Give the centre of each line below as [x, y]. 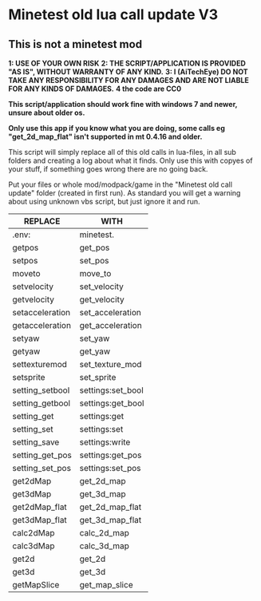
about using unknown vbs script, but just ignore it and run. [105, 202]
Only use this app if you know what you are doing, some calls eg [117, 128]
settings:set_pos [110, 468]
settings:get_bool [112, 403]
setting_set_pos [42, 468]
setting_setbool [41, 390]
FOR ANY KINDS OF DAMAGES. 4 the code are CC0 [95, 89]
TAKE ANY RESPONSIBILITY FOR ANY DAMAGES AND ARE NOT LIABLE [129, 80]
